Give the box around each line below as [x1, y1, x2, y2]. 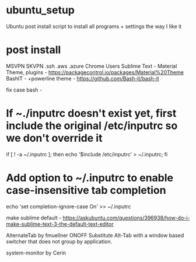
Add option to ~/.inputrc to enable [6, 172, 174, 184]
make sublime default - [6, 214, 62, 221]
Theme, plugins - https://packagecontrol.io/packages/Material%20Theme [6, 68, 184, 76]
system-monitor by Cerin [6, 249, 66, 256]
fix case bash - [6, 86, 43, 93]
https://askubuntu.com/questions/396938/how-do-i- [62, 214, 190, 221]
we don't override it [6, 132, 103, 145]
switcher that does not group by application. [6, 237, 113, 245]
